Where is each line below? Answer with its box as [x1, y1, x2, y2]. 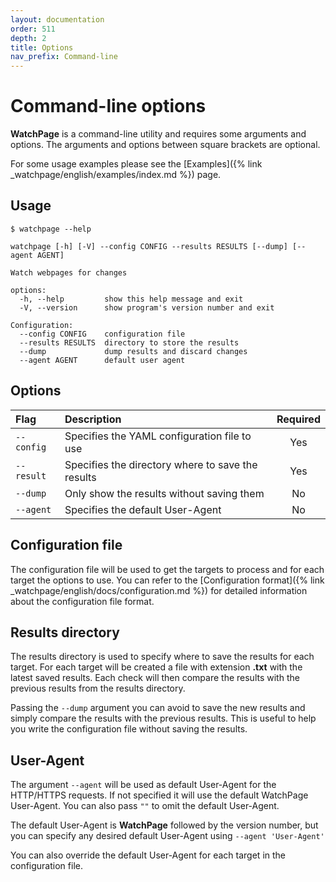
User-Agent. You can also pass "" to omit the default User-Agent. [10, 800, 280, 812]
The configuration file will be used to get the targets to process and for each [10, 563, 325, 575]
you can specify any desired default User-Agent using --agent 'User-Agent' [10, 830, 325, 842]
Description [64, 412, 122, 426]
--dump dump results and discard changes [19, 346, 248, 356]
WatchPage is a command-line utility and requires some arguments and [10, 128, 307, 140]
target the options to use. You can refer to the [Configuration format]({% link [10, 574, 325, 586]
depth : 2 [10, 33, 47, 43]
